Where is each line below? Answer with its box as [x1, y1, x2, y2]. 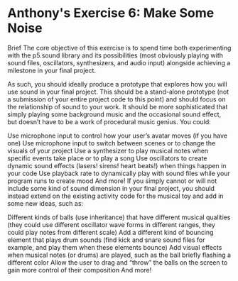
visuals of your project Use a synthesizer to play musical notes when [7, 146, 209, 155]
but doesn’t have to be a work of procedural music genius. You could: [7, 117, 211, 126]
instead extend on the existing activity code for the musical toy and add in [7, 192, 224, 200]
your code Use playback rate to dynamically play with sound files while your [7, 169, 231, 177]
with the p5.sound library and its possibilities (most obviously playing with [7, 51, 224, 60]
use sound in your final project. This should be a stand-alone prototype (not [7, 87, 229, 96]
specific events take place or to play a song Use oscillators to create [7, 154, 207, 162]
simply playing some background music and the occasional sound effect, [7, 110, 222, 119]
